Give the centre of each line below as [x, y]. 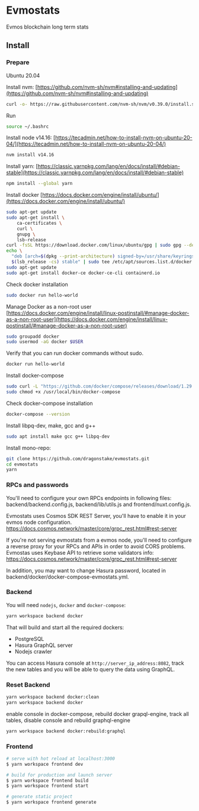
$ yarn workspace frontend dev [45, 764]
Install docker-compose [35, 376]
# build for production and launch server [59, 775]
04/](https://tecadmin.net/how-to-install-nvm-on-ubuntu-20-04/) [86, 144]
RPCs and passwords [38, 485]
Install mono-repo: [29, 448]
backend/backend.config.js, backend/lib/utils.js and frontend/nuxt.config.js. [99, 504]
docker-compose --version [38, 414]
